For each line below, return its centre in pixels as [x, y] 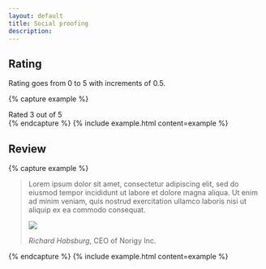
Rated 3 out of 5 [35, 115]
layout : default [36, 16]
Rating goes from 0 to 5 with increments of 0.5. [87, 83]
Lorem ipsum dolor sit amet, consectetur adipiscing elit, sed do [133, 184]
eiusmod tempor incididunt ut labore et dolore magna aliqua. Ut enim [143, 192]
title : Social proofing [49, 23]
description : [30, 31]
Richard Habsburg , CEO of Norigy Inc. [92, 241]
